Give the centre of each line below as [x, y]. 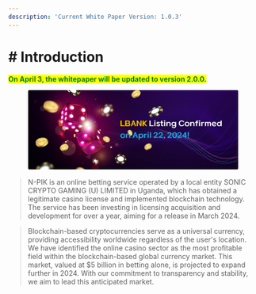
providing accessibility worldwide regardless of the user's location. [137, 239]
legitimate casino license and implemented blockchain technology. [136, 199]
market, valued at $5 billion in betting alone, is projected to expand [136, 265]
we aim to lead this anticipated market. [91, 281]
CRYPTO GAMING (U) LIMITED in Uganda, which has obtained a [132, 190]
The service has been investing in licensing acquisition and [124, 207]
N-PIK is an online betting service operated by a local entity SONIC [137, 181]
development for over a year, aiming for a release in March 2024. [134, 216]
